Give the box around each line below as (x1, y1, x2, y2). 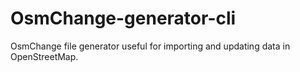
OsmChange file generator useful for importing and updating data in (10, 40, 291, 52)
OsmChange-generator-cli (10, 7, 237, 30)
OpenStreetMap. (10, 50, 79, 62)
